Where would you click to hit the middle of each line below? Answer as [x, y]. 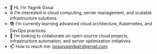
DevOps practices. [28, 31]
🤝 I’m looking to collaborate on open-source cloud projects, [69, 36]
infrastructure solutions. [34, 18]
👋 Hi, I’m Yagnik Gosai [32, 8]
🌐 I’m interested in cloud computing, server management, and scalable [81, 13]
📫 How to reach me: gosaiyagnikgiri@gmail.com [59, 46]
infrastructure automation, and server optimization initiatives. [71, 41]
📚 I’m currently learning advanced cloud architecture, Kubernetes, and [81, 24]
